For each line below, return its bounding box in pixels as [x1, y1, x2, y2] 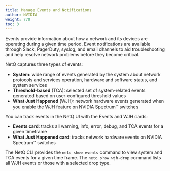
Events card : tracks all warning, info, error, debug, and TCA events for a [12, 123, 164, 129]
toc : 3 [5, 21, 19, 27]
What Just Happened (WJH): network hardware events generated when [12, 98, 164, 105]
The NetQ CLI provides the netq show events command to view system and [5, 149, 162, 155]
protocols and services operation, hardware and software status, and [12, 77, 157, 83]
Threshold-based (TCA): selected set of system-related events [12, 87, 146, 94]
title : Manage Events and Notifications [5, 7, 92, 13]
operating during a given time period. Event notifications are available [5, 41, 151, 47]
